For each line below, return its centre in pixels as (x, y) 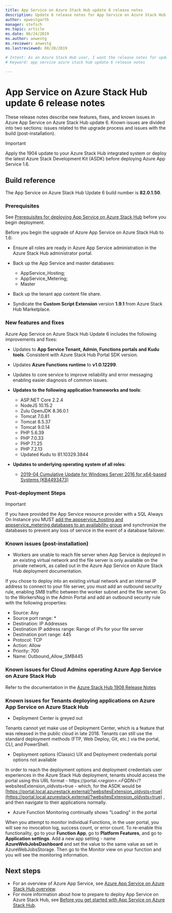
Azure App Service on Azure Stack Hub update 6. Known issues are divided (85, 123)
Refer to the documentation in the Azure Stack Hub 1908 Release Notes (81, 687)
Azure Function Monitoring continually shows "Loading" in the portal (85, 812)
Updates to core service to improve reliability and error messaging (82, 374)
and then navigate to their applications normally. (56, 802)
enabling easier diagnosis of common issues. (60, 380)
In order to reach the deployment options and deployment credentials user (84, 769)
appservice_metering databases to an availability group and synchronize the (86, 525)
